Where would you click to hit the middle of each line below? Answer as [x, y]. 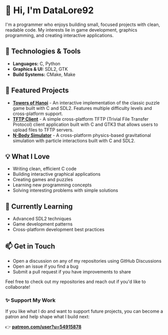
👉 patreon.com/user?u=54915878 [43, 327]
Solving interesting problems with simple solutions [65, 190]
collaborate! [18, 287]
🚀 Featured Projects [37, 90]
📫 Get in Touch [30, 246]
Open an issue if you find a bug [46, 266]
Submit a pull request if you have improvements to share [72, 272]
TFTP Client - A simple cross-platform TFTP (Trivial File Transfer [81, 119]
